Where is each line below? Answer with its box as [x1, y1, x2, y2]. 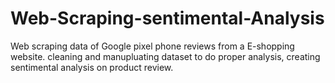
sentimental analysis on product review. [10, 61, 174, 73]
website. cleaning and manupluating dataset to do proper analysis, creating [10, 50, 321, 62]
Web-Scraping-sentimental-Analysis [10, 7, 325, 30]
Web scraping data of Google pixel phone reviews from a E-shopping [10, 40, 295, 52]
